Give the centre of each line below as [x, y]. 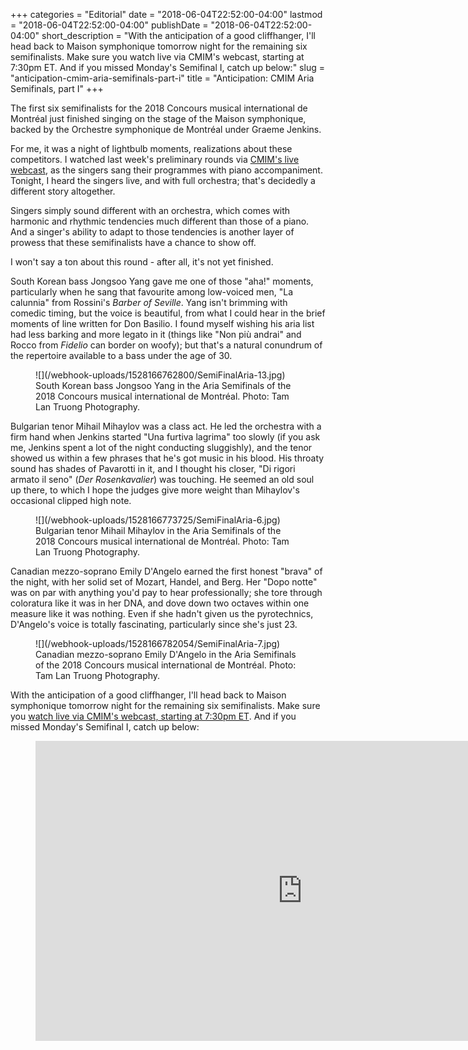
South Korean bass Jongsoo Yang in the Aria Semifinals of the [163, 385]
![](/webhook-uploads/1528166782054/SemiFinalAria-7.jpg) [158, 643]
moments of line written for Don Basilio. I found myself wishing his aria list [162, 323]
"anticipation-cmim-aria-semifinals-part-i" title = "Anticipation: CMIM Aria [162, 78]
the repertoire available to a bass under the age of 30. [121, 355]
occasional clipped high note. [71, 500]
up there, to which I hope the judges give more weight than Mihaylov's [155, 490]
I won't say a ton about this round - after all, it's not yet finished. [142, 262]
